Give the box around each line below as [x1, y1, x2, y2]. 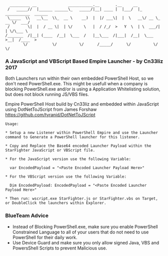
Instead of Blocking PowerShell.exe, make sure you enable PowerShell [12, 223, 158, 229]
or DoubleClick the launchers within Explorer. [5, 201, 107, 206]
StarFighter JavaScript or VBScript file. [5, 148, 95, 153]
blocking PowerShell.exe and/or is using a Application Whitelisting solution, [5, 86, 160, 92]
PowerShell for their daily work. [12, 234, 78, 240]
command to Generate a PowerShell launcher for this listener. [5, 135, 140, 140]
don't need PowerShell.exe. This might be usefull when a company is [5, 81, 148, 87]
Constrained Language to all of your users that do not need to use [12, 229, 149, 235]
